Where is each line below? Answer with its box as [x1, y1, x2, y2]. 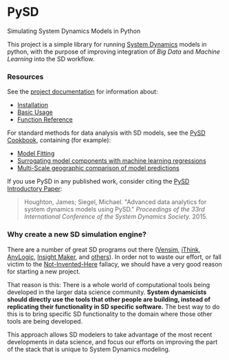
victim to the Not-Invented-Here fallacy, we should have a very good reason [7, 260, 222, 268]
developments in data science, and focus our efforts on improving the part [7, 337, 218, 346]
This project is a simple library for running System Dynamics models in [7, 40, 208, 48]
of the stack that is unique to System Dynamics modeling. [7, 345, 171, 353]
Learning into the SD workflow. [7, 54, 95, 63]
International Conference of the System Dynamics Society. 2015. [23, 212, 208, 221]
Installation [17, 101, 49, 109]
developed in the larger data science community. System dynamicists [7, 288, 207, 296]
